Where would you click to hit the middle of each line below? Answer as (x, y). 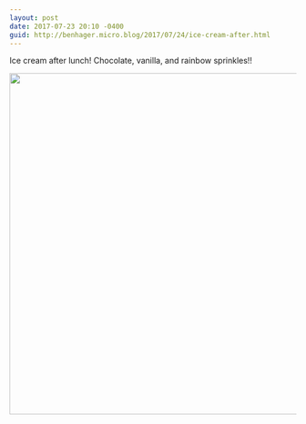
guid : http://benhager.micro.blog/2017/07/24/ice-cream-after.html (140, 35)
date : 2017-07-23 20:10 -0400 (67, 26)
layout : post (34, 18)
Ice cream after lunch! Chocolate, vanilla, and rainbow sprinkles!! (131, 61)
